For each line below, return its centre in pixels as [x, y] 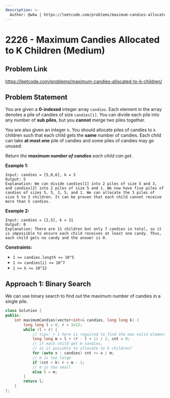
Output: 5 [16, 180]
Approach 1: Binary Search [48, 284]
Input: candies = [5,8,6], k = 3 [40, 175]
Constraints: [19, 247]
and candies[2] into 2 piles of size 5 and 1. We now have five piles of [85, 188]
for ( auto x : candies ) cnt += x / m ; [73, 353]
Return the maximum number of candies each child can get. [69, 156]
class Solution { [24, 311]
